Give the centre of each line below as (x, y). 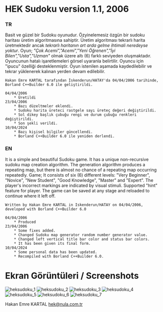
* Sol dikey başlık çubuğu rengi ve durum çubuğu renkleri (75, 115)
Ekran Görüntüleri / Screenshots (72, 275)
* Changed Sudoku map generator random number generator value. (81, 235)
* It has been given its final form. (52, 243)
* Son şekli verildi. (36, 124)
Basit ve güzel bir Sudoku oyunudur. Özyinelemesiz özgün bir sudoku (75, 35)
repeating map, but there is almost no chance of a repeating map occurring (81, 170)
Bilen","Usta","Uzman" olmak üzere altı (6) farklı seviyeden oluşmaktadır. (78, 56)
